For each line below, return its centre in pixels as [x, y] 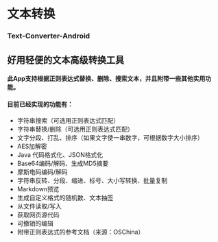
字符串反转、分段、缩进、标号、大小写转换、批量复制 [92, 181]
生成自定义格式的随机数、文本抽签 [65, 198]
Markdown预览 [38, 189]
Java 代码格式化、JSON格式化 [60, 155]
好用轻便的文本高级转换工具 [66, 60]
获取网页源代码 [38, 215]
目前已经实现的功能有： [40, 104]
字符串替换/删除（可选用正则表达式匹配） [75, 129]
